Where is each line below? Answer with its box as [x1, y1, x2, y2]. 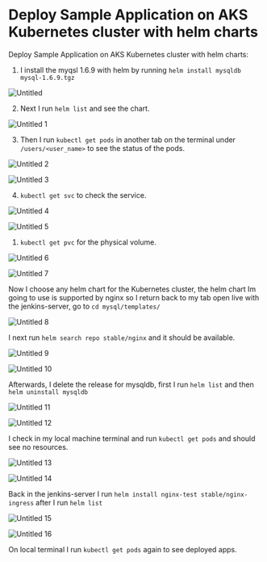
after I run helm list [35, 497, 103, 507]
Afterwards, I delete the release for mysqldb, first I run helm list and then [8, 380, 254, 389]
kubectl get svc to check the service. [19, 190, 147, 199]
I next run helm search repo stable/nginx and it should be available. [8, 333, 236, 342]
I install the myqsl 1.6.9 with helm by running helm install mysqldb [19, 65, 242, 74]
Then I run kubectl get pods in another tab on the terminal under [19, 135, 236, 145]
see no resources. [8, 442, 69, 451]
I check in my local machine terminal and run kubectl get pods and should [8, 434, 256, 443]
